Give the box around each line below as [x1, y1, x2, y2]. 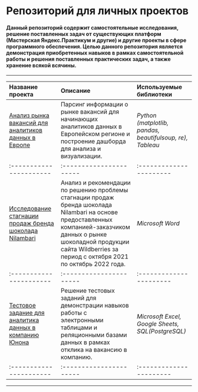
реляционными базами [61, 331, 127, 339]
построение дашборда [61, 137, 126, 145]
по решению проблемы [61, 186, 128, 195]
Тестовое [9, 302, 37, 310]
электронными [61, 316, 104, 325]
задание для [9, 309, 45, 317]
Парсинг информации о [61, 101, 128, 109]
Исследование [9, 205, 52, 213]
